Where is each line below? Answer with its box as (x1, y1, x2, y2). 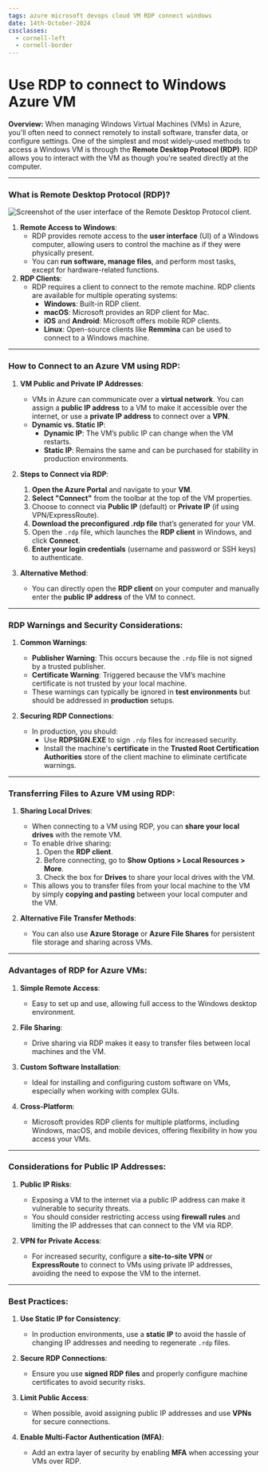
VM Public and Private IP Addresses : (19, 379, 144, 388)
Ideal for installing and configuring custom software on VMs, (31, 1077, 231, 1087)
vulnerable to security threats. (31, 1203, 131, 1213)
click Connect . (31, 535, 81, 545)
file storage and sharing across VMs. (31, 937, 153, 947)
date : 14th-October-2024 (8, 19, 91, 27)
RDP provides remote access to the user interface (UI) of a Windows (31, 231, 259, 241)
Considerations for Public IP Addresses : (8, 1161, 167, 1172)
